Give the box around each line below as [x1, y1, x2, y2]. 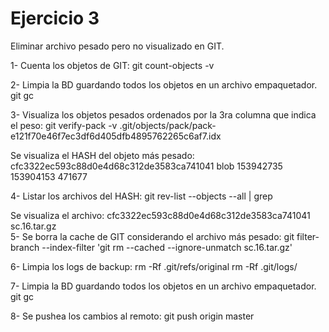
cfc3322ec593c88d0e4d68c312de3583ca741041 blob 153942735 [10, 160, 283, 172]
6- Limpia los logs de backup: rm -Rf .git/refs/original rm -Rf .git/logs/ [10, 260, 298, 272]
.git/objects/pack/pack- [119, 119, 217, 131]
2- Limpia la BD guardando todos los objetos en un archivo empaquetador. [10, 78, 318, 91]
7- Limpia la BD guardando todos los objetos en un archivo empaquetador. [10, 280, 317, 292]
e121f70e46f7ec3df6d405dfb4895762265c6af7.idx [10, 130, 222, 142]
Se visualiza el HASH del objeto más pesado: [10, 149, 195, 161]
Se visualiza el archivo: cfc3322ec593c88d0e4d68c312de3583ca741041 [10, 209, 311, 221]
